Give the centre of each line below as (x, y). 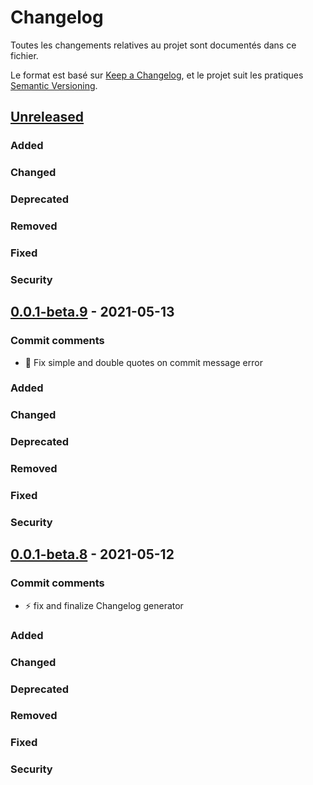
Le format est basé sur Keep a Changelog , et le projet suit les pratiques (157, 75)
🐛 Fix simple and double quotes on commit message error (143, 362)
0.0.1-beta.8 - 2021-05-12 (92, 554)
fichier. (24, 55)
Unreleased (47, 117)
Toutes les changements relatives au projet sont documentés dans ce (153, 45)
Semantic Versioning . (54, 85)
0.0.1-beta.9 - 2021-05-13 (92, 312)
